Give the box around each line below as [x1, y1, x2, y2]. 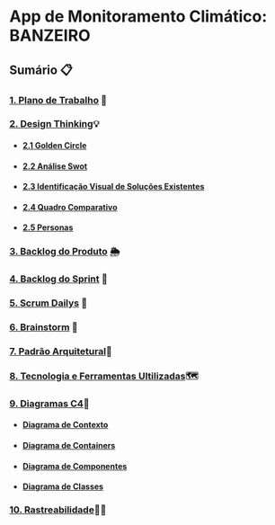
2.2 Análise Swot [22, 160, 88, 172]
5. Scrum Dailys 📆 [9, 297, 88, 309]
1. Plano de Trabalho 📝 [9, 93, 108, 106]
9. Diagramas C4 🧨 [9, 397, 90, 410]
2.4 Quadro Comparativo [22, 201, 118, 212]
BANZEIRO [9, 25, 92, 46]
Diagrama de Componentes [22, 460, 128, 471]
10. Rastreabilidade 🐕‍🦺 [9, 503, 107, 516]
